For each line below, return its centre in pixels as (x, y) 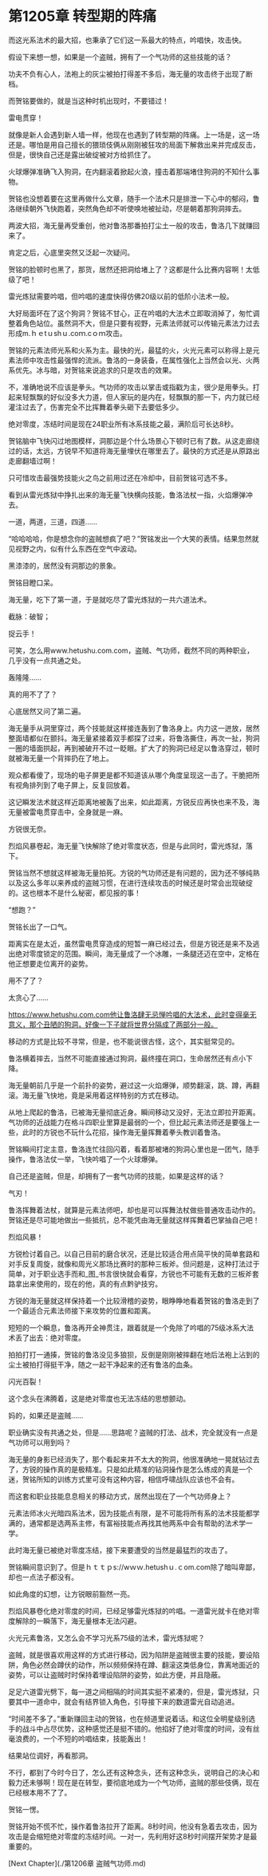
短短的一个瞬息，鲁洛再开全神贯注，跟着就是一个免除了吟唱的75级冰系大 (128, 1327)
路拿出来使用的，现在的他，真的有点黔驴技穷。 (85, 1284)
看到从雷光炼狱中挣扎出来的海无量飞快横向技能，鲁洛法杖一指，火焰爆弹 (127, 495)
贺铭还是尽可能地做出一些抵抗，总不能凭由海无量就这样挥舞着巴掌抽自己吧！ (134, 1220)
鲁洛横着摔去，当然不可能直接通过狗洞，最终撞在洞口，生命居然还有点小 (127, 1058)
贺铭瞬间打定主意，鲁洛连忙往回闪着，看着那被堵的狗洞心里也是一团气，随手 (134, 1149)
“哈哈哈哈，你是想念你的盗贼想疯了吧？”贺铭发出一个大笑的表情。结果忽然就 (134, 539)
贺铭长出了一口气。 (40, 926)
